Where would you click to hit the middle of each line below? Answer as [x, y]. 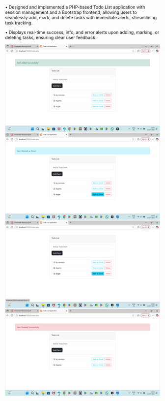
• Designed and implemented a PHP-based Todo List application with [75, 7]
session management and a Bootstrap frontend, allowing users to [71, 12]
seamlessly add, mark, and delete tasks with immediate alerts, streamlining [81, 17]
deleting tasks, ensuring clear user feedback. [51, 37]
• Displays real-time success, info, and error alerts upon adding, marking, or [82, 32]
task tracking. [19, 23]
